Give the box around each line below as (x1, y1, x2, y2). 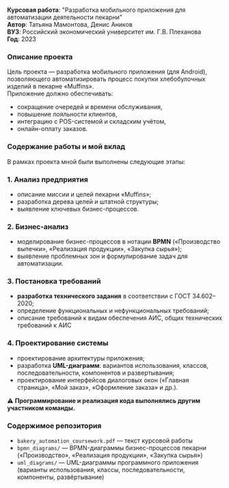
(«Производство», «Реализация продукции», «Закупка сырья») (16, 451, 203, 459)
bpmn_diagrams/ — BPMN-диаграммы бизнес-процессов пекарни (16, 444, 207, 452)
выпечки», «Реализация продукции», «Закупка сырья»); (16, 245, 183, 253)
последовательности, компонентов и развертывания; (16, 369, 174, 377)
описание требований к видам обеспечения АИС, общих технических (16, 314, 223, 322)
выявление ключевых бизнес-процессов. (16, 205, 139, 213)
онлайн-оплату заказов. (16, 125, 87, 133)
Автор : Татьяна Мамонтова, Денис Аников (7, 21, 133, 28)
